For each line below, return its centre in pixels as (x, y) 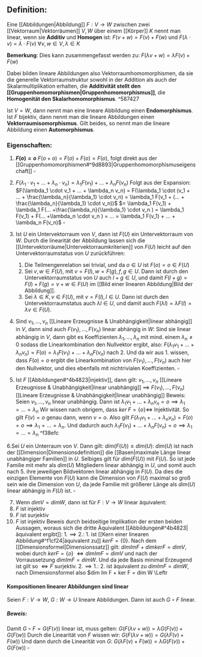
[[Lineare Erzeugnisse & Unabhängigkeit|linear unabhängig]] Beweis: (100, 396)
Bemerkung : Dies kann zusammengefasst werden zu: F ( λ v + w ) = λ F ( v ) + (99, 55)
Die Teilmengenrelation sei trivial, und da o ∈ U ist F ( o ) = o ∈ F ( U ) (107, 264)
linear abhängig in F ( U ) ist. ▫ (41, 491)
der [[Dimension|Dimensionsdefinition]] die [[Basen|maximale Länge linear (99, 453)
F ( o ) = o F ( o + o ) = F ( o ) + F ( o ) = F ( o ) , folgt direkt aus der (86, 158)
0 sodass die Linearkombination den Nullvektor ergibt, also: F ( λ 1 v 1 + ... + (105, 345)
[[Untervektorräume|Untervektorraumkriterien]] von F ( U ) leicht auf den (103, 246)
